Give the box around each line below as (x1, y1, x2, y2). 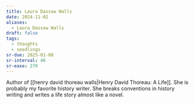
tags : (6, 36, 19, 41)
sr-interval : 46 (6, 57, 46, 63)
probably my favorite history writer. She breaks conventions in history (6, 85, 175, 92)
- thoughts (11, 41, 38, 47)
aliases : (6, 19, 28, 25)
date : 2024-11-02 (6, 14, 49, 20)
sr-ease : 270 (6, 63, 38, 69)
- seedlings (11, 47, 41, 53)
